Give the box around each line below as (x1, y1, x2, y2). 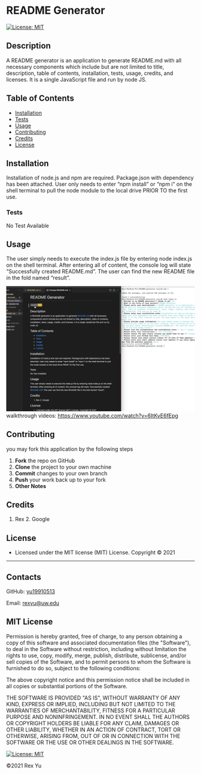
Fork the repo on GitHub (14, 457, 75, 464)
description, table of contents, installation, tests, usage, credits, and (6, 70, 173, 77)
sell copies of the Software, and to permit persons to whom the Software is (6, 658, 191, 665)
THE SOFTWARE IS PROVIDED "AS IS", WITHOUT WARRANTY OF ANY (6, 694, 181, 701)
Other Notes (14, 482, 47, 489)
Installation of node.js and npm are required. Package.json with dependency (6, 174, 194, 182)
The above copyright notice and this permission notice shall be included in (6, 676, 190, 683)
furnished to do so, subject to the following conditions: (6, 664, 141, 671)
